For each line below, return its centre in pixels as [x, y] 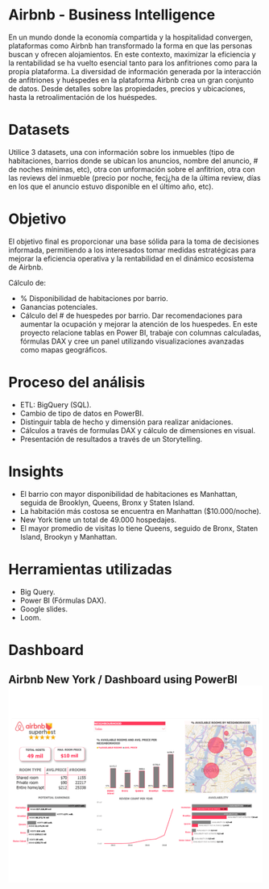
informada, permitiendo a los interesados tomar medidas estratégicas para [132, 250]
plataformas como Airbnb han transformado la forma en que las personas [130, 45]
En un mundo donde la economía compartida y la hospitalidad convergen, [131, 37]
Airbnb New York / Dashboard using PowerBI [123, 680]
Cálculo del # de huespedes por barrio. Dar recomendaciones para [131, 315]
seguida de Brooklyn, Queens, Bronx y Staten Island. [107, 503]
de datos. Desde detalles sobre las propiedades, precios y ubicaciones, [127, 88]
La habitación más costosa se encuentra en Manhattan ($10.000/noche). [141, 511]
